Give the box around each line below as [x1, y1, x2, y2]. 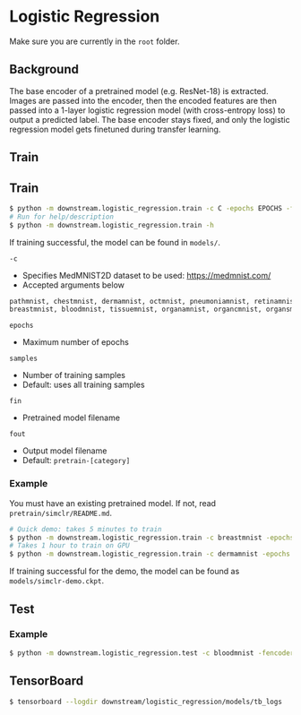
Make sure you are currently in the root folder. [9, 36, 180, 47]
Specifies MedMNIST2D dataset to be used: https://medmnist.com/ [21, 270, 271, 280]
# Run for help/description [9, 212, 115, 221]
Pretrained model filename [21, 412, 121, 423]
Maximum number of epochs [21, 337, 130, 348]
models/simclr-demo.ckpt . [9, 575, 105, 586]
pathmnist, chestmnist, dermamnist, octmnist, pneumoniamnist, [9, 297, 251, 306]
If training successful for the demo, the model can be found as [9, 566, 240, 577]
